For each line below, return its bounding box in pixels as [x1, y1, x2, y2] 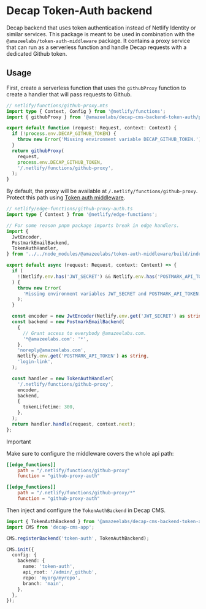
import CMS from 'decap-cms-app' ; [6, 524, 95, 530]
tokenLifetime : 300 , [22, 404, 75, 410]
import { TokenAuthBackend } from [6, 518, 95, 524]
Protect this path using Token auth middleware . [6, 194, 126, 201]
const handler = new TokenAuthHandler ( [12, 375, 114, 381]
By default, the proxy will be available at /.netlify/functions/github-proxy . [6, 188, 198, 195]
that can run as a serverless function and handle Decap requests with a [6, 44, 187, 51]
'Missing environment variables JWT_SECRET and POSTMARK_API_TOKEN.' [22, 291, 204, 297]
